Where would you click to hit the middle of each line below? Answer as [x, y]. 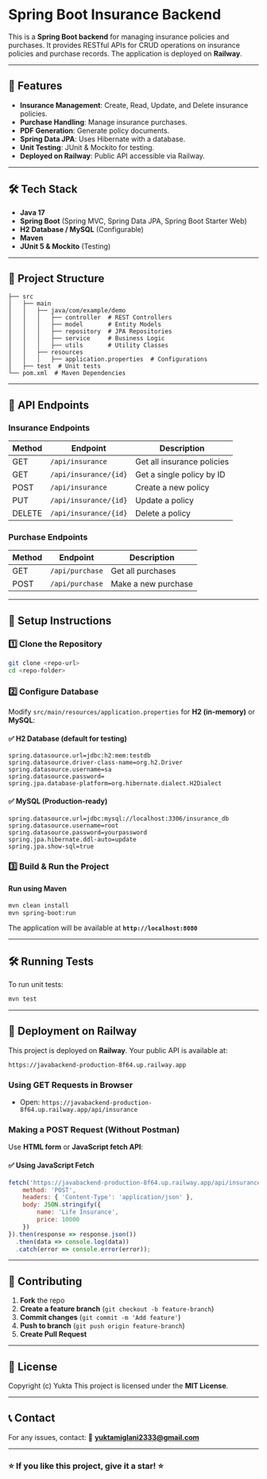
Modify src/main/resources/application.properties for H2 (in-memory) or [132, 712]
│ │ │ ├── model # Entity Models [85, 325]
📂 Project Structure [56, 279]
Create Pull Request [53, 1334]
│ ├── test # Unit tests [55, 366]
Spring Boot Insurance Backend [115, 15]
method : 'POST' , [50, 1190]
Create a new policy [172, 488]
